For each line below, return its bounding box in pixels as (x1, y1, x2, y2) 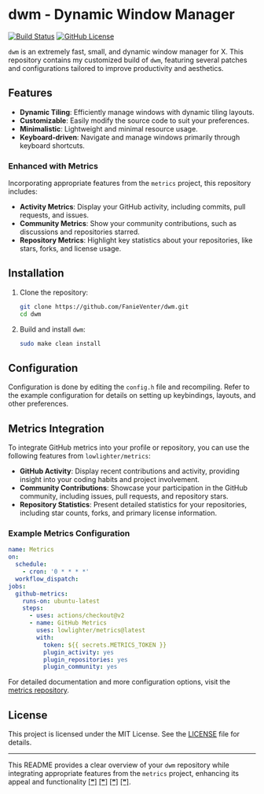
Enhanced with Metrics (8, 160, 98, 171)
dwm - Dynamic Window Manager (8, 6, 236, 24)
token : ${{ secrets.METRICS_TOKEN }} (42, 640, 167, 649)
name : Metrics (8, 546, 55, 554)
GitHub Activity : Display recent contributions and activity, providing (19, 466, 240, 476)
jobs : (8, 582, 26, 590)
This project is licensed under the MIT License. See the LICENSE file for (8, 729, 240, 739)
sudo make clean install (19, 339, 101, 347)
